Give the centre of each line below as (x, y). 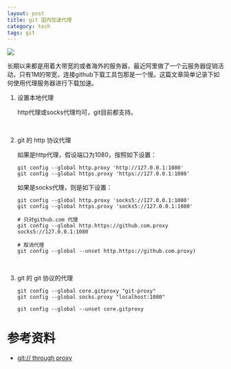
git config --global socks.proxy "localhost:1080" (91, 297)
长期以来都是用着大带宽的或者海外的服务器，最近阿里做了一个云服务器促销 (112, 66)
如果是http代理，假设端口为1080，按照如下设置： (87, 155)
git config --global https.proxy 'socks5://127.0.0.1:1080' (105, 207)
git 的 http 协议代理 (44, 140)
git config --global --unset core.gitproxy (80, 309)
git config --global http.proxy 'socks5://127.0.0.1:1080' (103, 201)
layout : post (26, 13)
